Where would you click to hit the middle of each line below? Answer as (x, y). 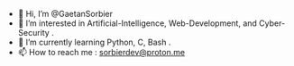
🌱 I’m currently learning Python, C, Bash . (94, 42)
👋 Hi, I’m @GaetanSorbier (65, 14)
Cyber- (272, 23)
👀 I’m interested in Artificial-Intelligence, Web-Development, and (137, 23)
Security (33, 33)
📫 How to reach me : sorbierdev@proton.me (101, 52)
